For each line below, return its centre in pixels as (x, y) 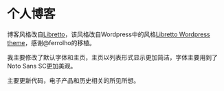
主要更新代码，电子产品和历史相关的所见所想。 (73, 80)
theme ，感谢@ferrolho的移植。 (51, 42)
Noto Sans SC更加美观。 (42, 66)
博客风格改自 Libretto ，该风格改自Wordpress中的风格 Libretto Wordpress (109, 34)
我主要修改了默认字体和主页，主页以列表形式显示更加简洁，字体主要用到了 (112, 57)
